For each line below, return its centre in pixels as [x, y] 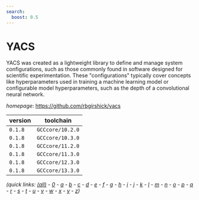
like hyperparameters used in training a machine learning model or [88, 82]
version [20, 120]
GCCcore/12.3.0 [58, 163]
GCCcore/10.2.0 [58, 130]
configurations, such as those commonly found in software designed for [94, 69]
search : [16, 12]
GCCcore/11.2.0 [58, 146]
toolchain [58, 120]
